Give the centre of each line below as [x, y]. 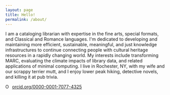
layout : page [19, 10]
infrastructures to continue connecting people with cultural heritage [77, 50]
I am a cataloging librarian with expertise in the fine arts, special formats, [82, 34]
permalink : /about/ [26, 19]
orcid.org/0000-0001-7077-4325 [47, 87]
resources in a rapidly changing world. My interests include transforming [82, 55]
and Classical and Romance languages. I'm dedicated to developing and [81, 39]
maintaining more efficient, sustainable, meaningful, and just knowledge [81, 45]
